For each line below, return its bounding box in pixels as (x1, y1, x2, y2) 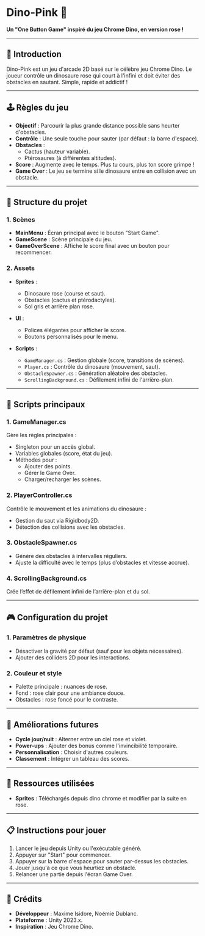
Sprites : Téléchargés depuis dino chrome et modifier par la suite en (15, 794, 187, 802)
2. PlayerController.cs (6, 491, 73, 499)
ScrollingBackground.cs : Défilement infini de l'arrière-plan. (24, 375, 174, 383)
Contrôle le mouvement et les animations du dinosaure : (6, 505, 147, 512)
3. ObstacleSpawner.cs (6, 539, 77, 547)
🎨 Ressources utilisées (6, 778, 95, 789)
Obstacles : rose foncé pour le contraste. (15, 696, 118, 703)
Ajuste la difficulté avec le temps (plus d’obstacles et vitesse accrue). (15, 559, 190, 566)
